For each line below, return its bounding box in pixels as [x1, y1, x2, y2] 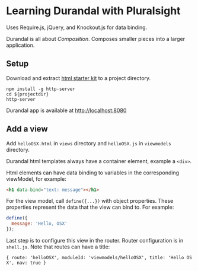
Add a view [6, 124, 49, 134]
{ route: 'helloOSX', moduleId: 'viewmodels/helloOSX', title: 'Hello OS [6, 255, 193, 261]
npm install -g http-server [6, 86, 76, 92]
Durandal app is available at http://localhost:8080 [6, 107, 127, 114]
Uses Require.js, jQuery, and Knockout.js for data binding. [6, 24, 148, 31]
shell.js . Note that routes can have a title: [6, 243, 110, 250]
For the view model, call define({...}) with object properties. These [6, 197, 174, 205]
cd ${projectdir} [6, 91, 49, 97]
